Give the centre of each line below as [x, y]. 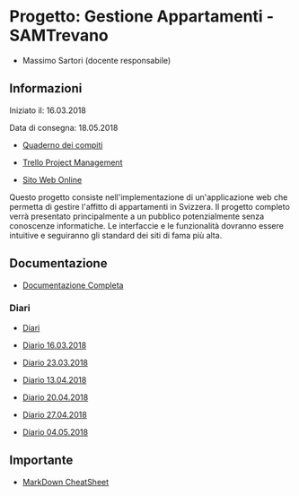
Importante [41, 461]
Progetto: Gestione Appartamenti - [142, 17]
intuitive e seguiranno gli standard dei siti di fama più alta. [116, 235]
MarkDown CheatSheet [66, 482]
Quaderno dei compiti [62, 144]
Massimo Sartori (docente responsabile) [97, 60]
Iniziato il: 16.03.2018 [48, 110]
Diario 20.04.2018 [55, 397]
